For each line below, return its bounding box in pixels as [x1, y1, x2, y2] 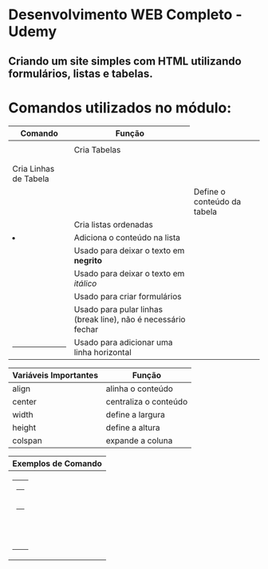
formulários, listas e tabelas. [8, 66, 153, 81]
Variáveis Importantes [12, 369, 98, 381]
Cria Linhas [12, 163, 55, 174]
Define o [193, 186, 226, 197]
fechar [73, 323, 99, 334]
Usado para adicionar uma [73, 337, 173, 348]
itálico [73, 278, 97, 289]
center [12, 396, 37, 407]
